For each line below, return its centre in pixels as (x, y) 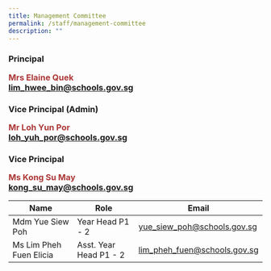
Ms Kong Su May (42, 177)
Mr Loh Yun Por (39, 127)
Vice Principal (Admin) (54, 109)
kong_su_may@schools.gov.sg (71, 188)
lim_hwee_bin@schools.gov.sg (71, 87)
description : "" (35, 31)
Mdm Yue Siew (41, 222)
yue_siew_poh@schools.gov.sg (198, 227)
